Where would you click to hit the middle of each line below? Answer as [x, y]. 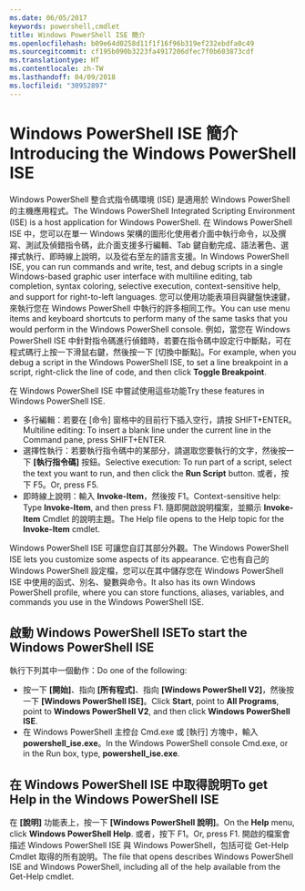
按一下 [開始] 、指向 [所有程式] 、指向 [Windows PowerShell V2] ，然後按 [158, 690]
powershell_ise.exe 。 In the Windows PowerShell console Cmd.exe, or [155, 743]
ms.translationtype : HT [55, 60]
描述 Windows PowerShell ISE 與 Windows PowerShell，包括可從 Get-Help [149, 845]
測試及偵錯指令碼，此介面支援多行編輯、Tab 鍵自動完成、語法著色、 [153, 245]
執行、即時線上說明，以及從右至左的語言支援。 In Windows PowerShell [157, 256]
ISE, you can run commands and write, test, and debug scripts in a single [147, 266]
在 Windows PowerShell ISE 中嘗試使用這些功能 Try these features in [137, 390]
